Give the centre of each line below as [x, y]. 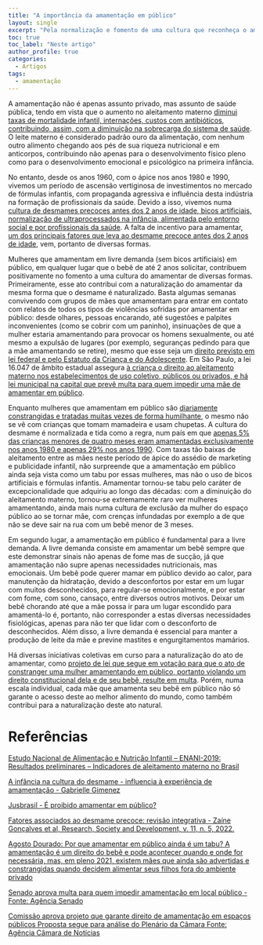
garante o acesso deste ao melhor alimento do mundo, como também [120, 696]
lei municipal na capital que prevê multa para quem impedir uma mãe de [124, 384]
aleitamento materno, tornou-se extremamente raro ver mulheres [113, 499]
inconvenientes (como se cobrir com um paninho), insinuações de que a [124, 326]
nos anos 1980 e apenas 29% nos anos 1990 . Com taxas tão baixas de [122, 449]
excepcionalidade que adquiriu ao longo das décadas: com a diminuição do [130, 491]
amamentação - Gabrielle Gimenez [64, 790]
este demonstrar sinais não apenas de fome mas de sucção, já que [116, 556]
